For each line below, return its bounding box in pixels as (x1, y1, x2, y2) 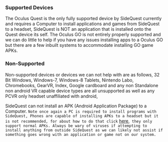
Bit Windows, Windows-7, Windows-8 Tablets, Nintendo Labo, (5, 77, 134, 83)
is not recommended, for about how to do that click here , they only (5, 118, 152, 124)
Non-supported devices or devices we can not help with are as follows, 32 (5, 72, 160, 78)
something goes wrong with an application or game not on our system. (5, 132, 156, 137)
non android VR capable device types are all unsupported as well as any (5, 88, 155, 94)
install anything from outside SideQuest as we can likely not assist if (5, 127, 163, 132)
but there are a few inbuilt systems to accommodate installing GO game (5, 42, 153, 48)
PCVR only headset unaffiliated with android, (5, 93, 98, 99)
